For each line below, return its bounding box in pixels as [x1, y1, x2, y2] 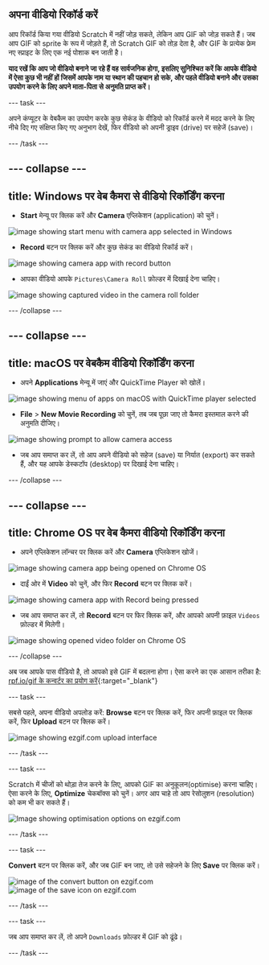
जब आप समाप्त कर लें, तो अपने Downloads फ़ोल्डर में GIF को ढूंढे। [8, 932, 183, 942]
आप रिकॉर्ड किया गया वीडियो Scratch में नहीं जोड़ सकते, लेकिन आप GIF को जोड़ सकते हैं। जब [8, 29, 255, 39]
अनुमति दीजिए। [19, 419, 60, 428]
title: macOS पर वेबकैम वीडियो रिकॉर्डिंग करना [8, 356, 194, 370]
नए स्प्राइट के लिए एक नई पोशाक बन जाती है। [8, 47, 124, 57]
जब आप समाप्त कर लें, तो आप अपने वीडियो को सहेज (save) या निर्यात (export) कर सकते [19, 450, 255, 460]
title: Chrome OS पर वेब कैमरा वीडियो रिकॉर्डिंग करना [8, 526, 226, 539]
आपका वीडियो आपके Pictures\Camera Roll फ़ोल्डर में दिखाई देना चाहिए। [19, 274, 221, 284]
